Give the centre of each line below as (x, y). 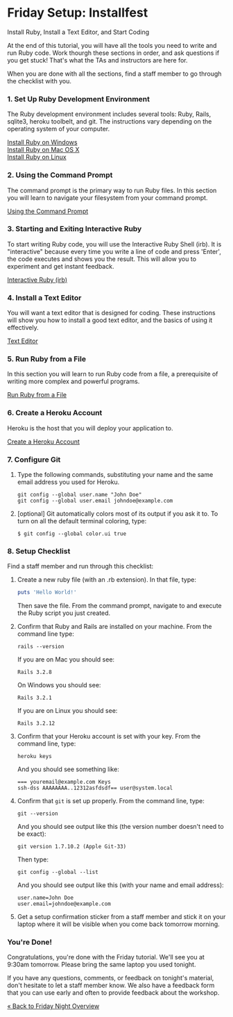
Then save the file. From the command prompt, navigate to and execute (119, 606)
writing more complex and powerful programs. (74, 381)
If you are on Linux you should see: (67, 711)
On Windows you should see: (59, 685)
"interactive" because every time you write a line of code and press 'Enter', (114, 251)
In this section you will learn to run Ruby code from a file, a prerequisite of (113, 374)
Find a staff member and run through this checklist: (80, 566)
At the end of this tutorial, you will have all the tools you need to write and (112, 45)
